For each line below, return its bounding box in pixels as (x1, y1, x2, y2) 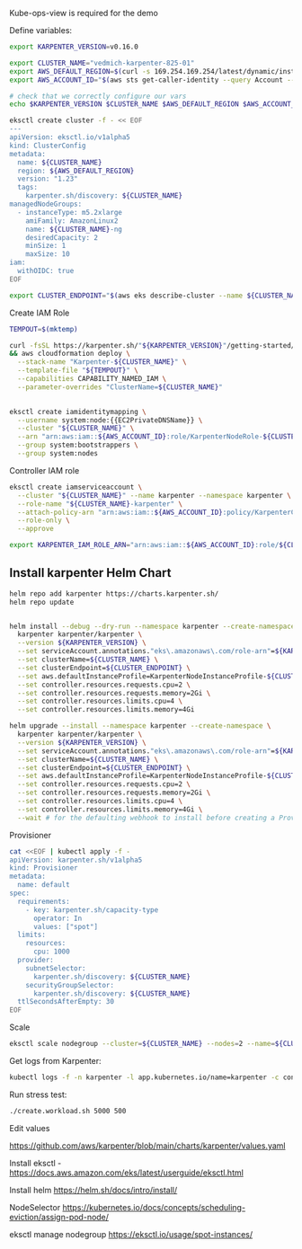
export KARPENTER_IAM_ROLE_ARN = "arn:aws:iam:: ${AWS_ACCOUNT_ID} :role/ (9, 541, 280, 550)
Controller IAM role (9, 465, 80, 475)
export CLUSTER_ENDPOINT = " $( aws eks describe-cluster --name (9, 291, 244, 300)
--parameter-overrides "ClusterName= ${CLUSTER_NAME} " (17, 382, 223, 392)
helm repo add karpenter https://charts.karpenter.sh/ (9, 589, 219, 598)
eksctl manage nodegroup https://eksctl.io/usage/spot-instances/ (9, 1228, 253, 1239)
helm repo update (9, 598, 75, 607)
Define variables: (9, 25, 73, 35)
